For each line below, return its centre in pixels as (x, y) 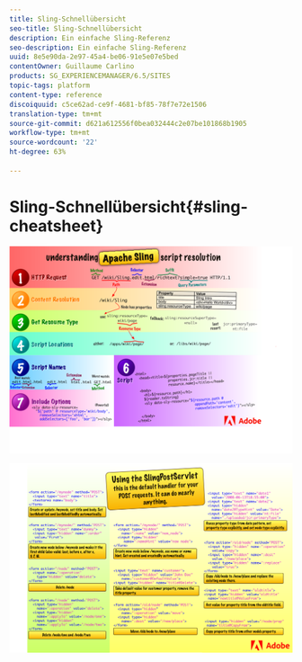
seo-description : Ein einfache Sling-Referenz (98, 48)
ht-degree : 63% (38, 152)
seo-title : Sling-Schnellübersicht (76, 28)
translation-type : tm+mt (56, 114)
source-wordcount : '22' (54, 143)
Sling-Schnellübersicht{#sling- (129, 206)
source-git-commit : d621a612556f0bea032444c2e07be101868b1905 (128, 123)
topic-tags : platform (50, 85)
